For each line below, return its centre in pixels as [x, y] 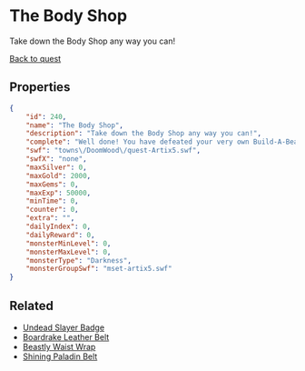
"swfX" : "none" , [57, 159]
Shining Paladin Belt [60, 356]
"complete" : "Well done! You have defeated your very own [138, 142]
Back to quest [35, 58]
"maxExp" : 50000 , [59, 193]
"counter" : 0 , [52, 210]
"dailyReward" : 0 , [60, 235]
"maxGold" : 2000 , [59, 175]
